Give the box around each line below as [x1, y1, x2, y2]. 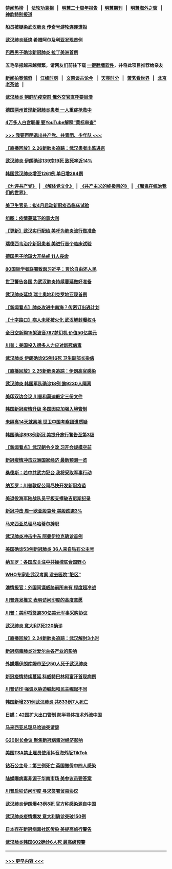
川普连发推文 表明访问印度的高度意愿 [5, 597, 83, 603]
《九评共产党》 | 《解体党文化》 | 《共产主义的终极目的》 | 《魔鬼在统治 [5, 183, 162, 189]
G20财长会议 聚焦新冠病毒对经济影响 [5, 737, 83, 743]
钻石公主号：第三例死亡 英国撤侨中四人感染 [5, 762, 96, 769]
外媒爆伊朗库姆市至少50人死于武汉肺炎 [5, 661, 88, 667]
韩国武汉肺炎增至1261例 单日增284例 [5, 170, 83, 176]
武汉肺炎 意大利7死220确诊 [5, 623, 63, 629]
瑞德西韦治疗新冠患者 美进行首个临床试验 [5, 240, 92, 246]
